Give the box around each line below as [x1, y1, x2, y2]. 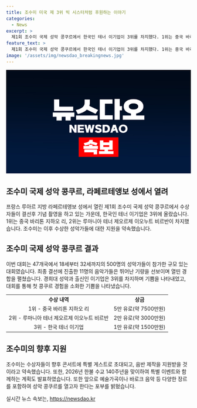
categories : [6, 15, 35, 22]
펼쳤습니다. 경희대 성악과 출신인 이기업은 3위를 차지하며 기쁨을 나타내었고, [16, 275, 186, 282]
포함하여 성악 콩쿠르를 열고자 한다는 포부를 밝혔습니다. [12, 382, 136, 389]
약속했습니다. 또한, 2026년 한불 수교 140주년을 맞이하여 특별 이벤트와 [21, 368, 181, 375]
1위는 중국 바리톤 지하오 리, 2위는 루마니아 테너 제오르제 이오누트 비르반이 [6, 218, 174, 225]
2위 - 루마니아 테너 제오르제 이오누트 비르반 [8, 314, 109, 321]
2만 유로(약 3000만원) [113, 314, 166, 321]
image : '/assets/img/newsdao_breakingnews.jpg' [6, 53, 125, 59]
